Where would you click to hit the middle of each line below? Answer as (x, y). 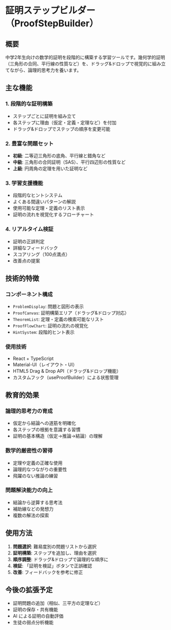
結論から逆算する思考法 (37, 502)
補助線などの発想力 (33, 509)
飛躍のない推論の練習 (35, 476)
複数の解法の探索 (31, 515)
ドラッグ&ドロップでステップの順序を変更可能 (61, 129)
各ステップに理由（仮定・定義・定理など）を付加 (64, 122)
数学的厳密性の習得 (29, 451)
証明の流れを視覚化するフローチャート (53, 214)
